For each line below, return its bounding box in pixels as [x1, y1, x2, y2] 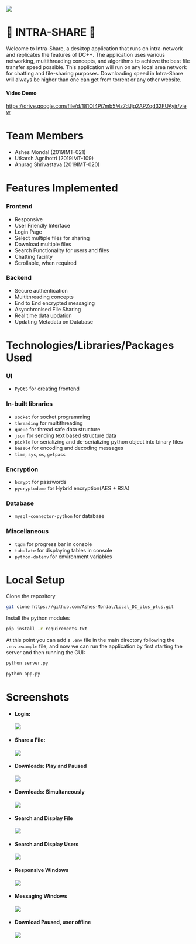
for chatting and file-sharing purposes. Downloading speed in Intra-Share [6, 70, 183, 77]
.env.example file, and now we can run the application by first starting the [6, 643, 183, 650]
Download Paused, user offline [14, 919, 91, 926]
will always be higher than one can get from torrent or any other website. [6, 76, 182, 83]
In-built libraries [6, 400, 53, 408]
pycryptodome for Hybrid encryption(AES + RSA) [14, 485, 130, 492]
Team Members [6, 129, 84, 143]
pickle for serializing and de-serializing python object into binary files [14, 438, 183, 445]
